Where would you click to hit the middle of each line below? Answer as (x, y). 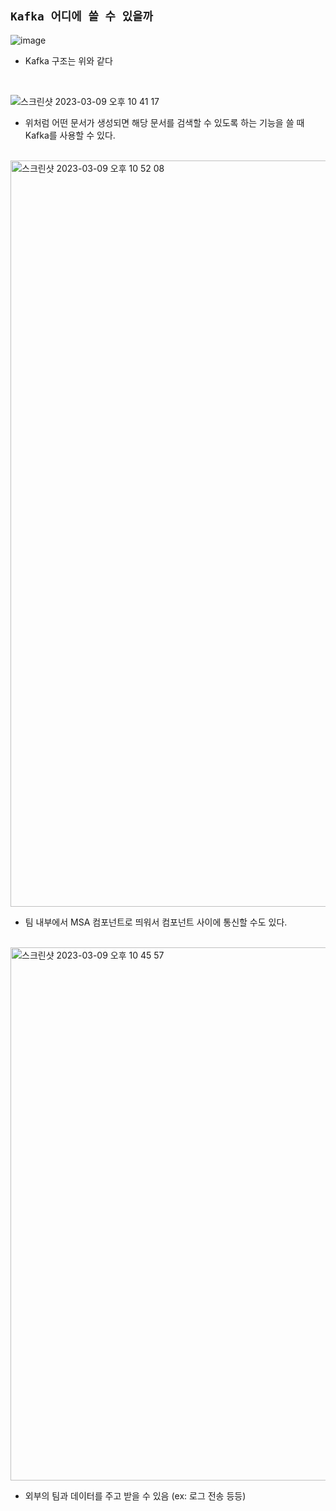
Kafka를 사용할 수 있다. (70, 135)
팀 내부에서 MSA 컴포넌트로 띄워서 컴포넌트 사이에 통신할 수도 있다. (156, 922)
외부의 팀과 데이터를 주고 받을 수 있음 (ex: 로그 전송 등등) (135, 1495)
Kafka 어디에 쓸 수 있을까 (82, 16)
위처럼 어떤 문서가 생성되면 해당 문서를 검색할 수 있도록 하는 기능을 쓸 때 (164, 122)
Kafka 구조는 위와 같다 (68, 60)
